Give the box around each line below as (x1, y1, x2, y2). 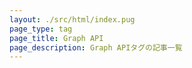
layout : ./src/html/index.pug (9, 14, 136, 25)
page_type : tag (9, 24, 73, 34)
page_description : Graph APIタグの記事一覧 (9, 42, 183, 53)
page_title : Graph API (9, 33, 104, 43)
